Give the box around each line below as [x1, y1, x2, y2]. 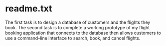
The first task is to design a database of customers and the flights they [5, 19, 151, 25]
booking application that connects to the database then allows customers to [5, 30, 161, 36]
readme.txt [5, 3, 52, 14]
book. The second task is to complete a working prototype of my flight [5, 24, 150, 30]
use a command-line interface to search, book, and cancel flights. [5, 35, 141, 41]
